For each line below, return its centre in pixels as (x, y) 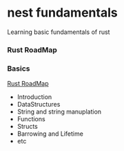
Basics (19, 69)
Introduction (34, 97)
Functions (31, 119)
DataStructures (39, 105)
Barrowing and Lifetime (50, 134)
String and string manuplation (59, 112)
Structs (27, 127)
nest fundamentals (63, 13)
